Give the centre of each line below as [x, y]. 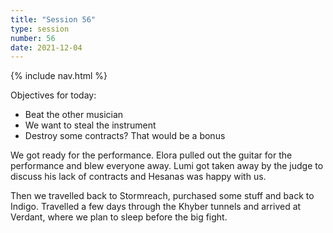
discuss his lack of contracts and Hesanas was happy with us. [138, 177]
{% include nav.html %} [59, 76]
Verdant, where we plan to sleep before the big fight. [119, 217]
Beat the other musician [74, 115]
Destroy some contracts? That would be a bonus [125, 136]
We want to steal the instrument [90, 125]
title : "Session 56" [53, 19]
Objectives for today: [53, 95]
